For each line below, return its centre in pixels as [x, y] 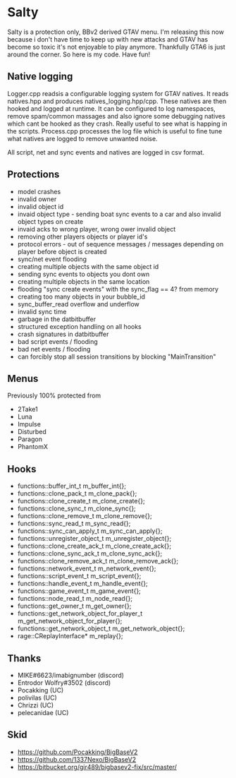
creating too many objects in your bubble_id [81, 297]
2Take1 [27, 409]
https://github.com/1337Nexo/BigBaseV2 [77, 759]
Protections [33, 175]
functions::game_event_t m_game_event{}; [79, 591]
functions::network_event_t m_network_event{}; [87, 568]
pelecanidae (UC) [43, 713]
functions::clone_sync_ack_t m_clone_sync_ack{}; [90, 553]
